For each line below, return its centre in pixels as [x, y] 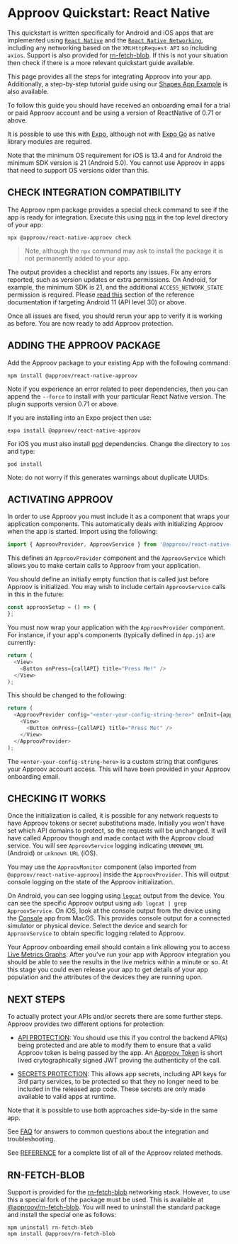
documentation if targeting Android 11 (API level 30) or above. [97, 302]
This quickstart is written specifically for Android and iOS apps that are [110, 33]
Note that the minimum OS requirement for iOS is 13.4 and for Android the [115, 155]
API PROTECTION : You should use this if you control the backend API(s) [123, 1038]
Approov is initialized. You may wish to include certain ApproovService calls [117, 587]
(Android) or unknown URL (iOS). [52, 853]
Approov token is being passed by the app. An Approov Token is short [120, 1053]
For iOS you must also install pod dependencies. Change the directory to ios [119, 443]
